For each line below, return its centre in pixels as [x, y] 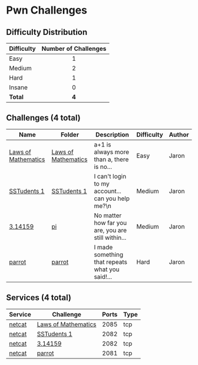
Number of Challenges [74, 49]
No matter [108, 215]
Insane [18, 87]
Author [179, 135]
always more [112, 152]
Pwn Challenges [47, 10]
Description [112, 135]
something [109, 255]
